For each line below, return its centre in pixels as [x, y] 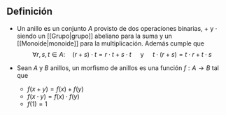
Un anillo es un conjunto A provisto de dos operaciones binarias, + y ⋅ [117, 28]
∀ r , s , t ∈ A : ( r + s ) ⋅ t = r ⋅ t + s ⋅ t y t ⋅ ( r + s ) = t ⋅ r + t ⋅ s [122, 54]
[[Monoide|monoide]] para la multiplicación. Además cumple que [110, 43]
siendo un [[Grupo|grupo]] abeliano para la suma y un [94, 36]
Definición [30, 12]
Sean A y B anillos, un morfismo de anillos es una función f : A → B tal [118, 68]
